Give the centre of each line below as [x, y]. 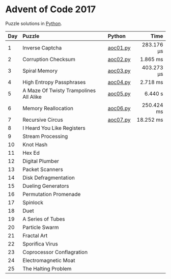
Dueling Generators [46, 186]
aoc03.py [119, 71]
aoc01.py [119, 48]
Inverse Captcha [42, 48]
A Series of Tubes [44, 219]
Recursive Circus [43, 120]
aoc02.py [119, 59]
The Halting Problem [47, 268]
